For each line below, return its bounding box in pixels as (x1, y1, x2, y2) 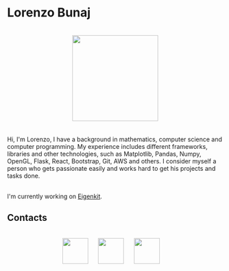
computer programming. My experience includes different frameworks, (7, 142, 208, 150)
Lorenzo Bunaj (7, 5, 91, 21)
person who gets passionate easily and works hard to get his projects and (7, 164, 216, 172)
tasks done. (7, 172, 40, 180)
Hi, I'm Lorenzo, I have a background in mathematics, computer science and (7, 135, 223, 143)
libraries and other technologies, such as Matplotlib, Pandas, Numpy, (7, 150, 202, 158)
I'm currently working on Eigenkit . (7, 192, 103, 200)
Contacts (7, 212, 48, 224)
